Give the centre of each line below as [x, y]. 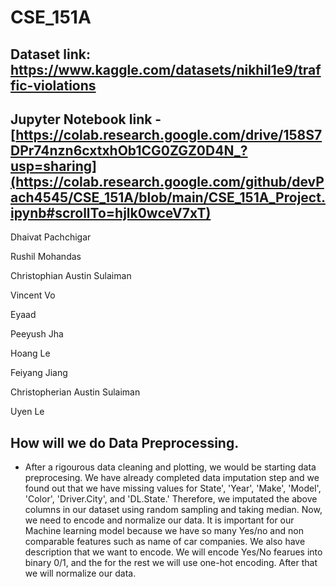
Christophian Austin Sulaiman [71, 276]
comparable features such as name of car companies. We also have [165, 542]
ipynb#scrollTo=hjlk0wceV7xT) [111, 212]
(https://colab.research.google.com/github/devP [167, 181]
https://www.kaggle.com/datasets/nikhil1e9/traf [166, 69]
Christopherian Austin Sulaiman [75, 392]
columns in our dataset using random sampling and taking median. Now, [173, 510]
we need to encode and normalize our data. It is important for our [159, 520]
